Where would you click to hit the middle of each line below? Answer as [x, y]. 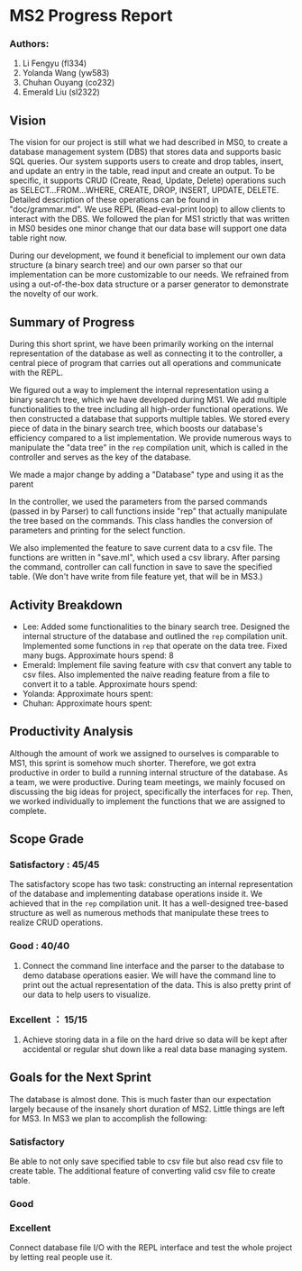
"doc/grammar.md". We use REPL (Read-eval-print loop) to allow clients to [147, 209]
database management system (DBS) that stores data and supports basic [146, 152]
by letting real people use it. [61, 1257]
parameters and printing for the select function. [97, 530]
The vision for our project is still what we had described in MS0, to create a [149, 142]
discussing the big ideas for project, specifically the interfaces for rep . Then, [151, 791]
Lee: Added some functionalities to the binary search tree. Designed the [156, 626]
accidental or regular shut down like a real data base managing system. [155, 1049]
